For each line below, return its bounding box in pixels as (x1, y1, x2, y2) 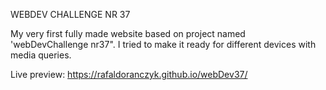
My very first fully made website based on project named (10, 28, 246, 39)
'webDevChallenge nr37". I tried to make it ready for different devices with (10, 39, 317, 50)
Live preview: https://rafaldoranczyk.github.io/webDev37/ (10, 69, 248, 80)
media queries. (10, 49, 72, 61)
